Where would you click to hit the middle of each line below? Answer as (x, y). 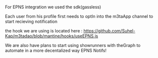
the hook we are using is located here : (44, 31)
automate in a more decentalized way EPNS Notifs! (56, 51)
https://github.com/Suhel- (109, 31)
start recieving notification (31, 22)
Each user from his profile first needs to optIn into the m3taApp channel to (79, 16)
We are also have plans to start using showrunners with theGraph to (73, 45)
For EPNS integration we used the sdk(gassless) (53, 7)
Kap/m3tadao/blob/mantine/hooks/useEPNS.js (52, 36)
